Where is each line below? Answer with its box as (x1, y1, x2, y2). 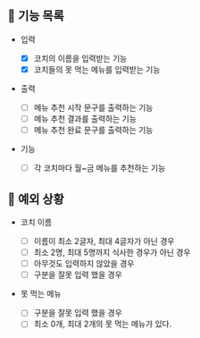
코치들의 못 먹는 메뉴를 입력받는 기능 (33, 63, 161, 74)
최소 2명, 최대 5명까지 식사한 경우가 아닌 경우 (33, 247, 191, 258)
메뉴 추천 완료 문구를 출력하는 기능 (33, 124, 154, 136)
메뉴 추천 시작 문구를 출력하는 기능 (33, 102, 154, 113)
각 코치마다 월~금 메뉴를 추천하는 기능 (33, 163, 166, 173)
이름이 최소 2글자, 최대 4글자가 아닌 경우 (33, 236, 175, 246)
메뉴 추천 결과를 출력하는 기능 (33, 114, 137, 123)
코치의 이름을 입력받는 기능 (33, 53, 128, 63)
